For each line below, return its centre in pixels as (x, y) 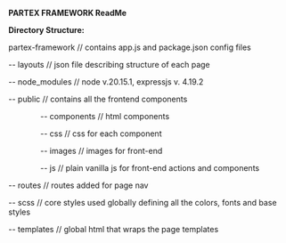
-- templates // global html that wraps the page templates (114, 229)
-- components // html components (105, 116)
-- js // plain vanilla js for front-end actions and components (150, 168)
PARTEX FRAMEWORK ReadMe (67, 13)
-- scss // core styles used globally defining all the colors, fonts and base (143, 202)
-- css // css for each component (101, 134)
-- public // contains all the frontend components (98, 99)
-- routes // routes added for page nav (78, 185)
